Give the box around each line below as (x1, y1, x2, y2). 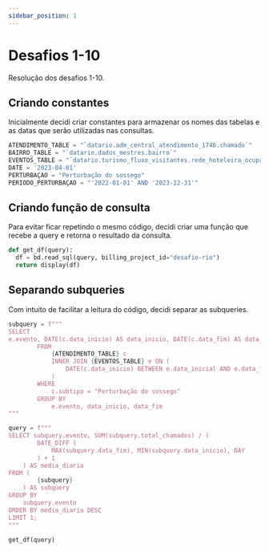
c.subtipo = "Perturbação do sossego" (50, 387, 181, 396)
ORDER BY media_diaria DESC (8, 506, 102, 514)
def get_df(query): (8, 246, 74, 254)
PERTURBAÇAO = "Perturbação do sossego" (8, 171, 146, 179)
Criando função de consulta (8, 201, 151, 215)
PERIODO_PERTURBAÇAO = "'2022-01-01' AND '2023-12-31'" (8, 178, 199, 187)
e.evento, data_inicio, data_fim (50, 402, 163, 410)
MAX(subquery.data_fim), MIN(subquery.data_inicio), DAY (50, 446, 246, 454)
